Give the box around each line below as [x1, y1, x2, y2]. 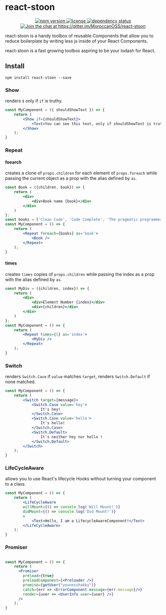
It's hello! [40, 421, 65, 426]
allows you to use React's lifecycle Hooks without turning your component [5, 476, 157, 482]
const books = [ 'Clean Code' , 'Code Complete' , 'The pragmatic [5, 217, 138, 222]
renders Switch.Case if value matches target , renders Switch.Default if [5, 374, 150, 380]
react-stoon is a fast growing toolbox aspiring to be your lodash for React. [5, 48, 156, 54]
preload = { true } [23, 573, 54, 578]
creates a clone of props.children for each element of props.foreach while [5, 170, 157, 176]
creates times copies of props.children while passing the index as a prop [5, 271, 155, 277]
